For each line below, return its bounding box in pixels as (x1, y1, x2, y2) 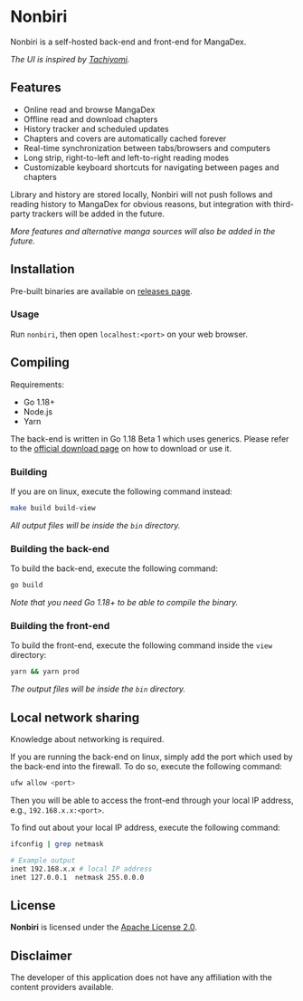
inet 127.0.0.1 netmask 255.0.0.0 (10, 872, 145, 882)
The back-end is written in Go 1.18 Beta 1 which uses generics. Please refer (10, 433, 289, 444)
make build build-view (10, 503, 96, 512)
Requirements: (10, 378, 64, 390)
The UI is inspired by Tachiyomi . (10, 53, 130, 64)
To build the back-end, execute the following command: (10, 563, 218, 574)
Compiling (10, 355, 71, 370)
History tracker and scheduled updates (23, 123, 170, 134)
